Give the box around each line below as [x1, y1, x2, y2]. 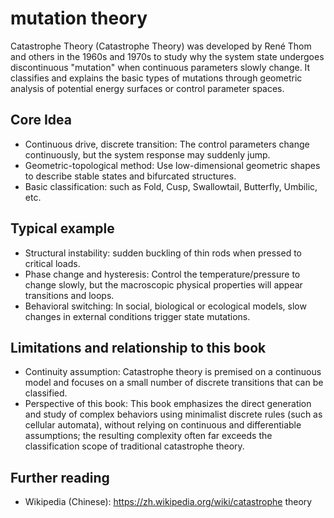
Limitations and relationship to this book [10, 339, 267, 356]
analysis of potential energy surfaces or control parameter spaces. [10, 82, 285, 94]
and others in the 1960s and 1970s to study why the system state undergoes [10, 50, 325, 62]
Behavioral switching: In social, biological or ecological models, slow [24, 300, 307, 312]
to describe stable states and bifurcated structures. [24, 170, 237, 182]
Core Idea [10, 112, 72, 129]
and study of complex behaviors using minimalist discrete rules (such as [24, 408, 323, 421]
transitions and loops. [24, 289, 115, 301]
